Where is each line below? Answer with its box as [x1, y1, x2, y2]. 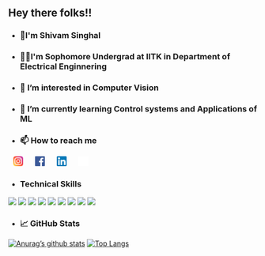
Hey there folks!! [8, 6, 93, 20]
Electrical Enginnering [19, 61, 107, 72]
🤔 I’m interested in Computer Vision [19, 82, 160, 93]
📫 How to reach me [19, 135, 97, 145]
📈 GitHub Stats [19, 217, 81, 228]
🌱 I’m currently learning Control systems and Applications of [19, 104, 257, 115]
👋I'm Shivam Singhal [19, 30, 101, 41]
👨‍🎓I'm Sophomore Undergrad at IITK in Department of [19, 51, 231, 62]
